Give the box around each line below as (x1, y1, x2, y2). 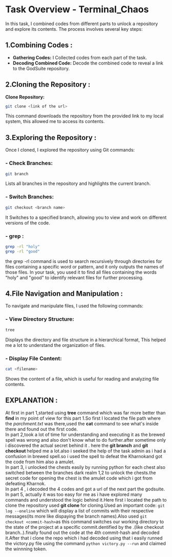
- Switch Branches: (5, 193, 54, 200)
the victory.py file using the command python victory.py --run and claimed (5, 540, 166, 546)
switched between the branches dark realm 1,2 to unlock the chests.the (5, 469, 156, 476)
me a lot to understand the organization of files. (5, 342, 106, 348)
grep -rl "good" (5, 249, 40, 254)
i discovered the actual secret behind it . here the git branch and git (5, 442, 148, 448)
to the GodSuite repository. (12, 65, 70, 71)
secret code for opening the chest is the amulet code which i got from (5, 475, 153, 481)
